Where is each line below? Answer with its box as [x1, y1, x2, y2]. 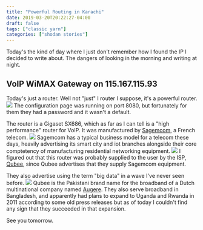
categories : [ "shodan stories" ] [6, 32, 88, 38]
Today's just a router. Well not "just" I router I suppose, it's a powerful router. [6, 95, 198, 102]
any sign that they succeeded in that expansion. [6, 205, 126, 212]
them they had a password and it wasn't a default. [6, 108, 131, 115]
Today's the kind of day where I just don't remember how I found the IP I [6, 48, 187, 55]
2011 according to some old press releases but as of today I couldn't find [6, 198, 188, 206]
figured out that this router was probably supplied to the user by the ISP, [6, 154, 187, 161]
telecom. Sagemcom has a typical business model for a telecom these [6, 134, 189, 141]
